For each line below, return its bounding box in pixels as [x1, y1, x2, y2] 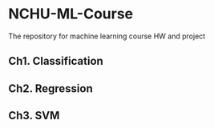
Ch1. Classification [8, 54, 104, 68]
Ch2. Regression [8, 82, 94, 95]
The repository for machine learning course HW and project [8, 31, 206, 41]
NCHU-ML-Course [8, 5, 134, 23]
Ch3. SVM [8, 109, 60, 122]
